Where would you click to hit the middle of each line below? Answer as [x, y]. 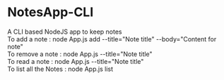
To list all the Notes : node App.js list [60, 69]
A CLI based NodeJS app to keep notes [65, 32]
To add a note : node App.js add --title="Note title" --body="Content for [112, 39]
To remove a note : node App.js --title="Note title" [80, 54]
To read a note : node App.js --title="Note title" [76, 61]
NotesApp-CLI [51, 12]
